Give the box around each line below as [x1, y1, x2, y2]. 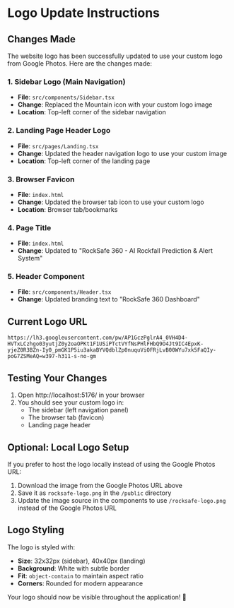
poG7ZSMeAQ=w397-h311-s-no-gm [7, 353, 97, 360]
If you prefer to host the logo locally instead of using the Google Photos [7, 460, 216, 468]
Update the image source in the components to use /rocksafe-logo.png [17, 496, 226, 504]
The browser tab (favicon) [28, 413, 105, 422]
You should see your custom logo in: [17, 398, 124, 407]
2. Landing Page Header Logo [7, 126, 111, 136]
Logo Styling [7, 524, 65, 536]
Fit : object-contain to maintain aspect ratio [17, 571, 144, 580]
